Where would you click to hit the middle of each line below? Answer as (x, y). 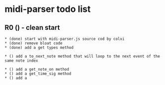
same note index (21, 61)
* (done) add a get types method (39, 48)
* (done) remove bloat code (34, 43)
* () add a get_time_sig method (38, 74)
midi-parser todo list (48, 9)
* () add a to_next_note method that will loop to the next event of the (82, 56)
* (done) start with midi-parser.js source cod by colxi (65, 39)
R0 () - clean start (32, 28)
